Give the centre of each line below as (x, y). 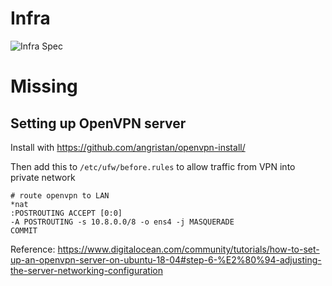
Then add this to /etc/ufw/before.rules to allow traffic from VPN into (153, 166)
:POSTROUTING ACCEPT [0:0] (66, 213)
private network (43, 177)
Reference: (33, 249)
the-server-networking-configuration (86, 270)
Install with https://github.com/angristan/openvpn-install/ (128, 147)
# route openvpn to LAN (60, 195)
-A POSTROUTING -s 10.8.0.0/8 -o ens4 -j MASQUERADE (122, 222)
